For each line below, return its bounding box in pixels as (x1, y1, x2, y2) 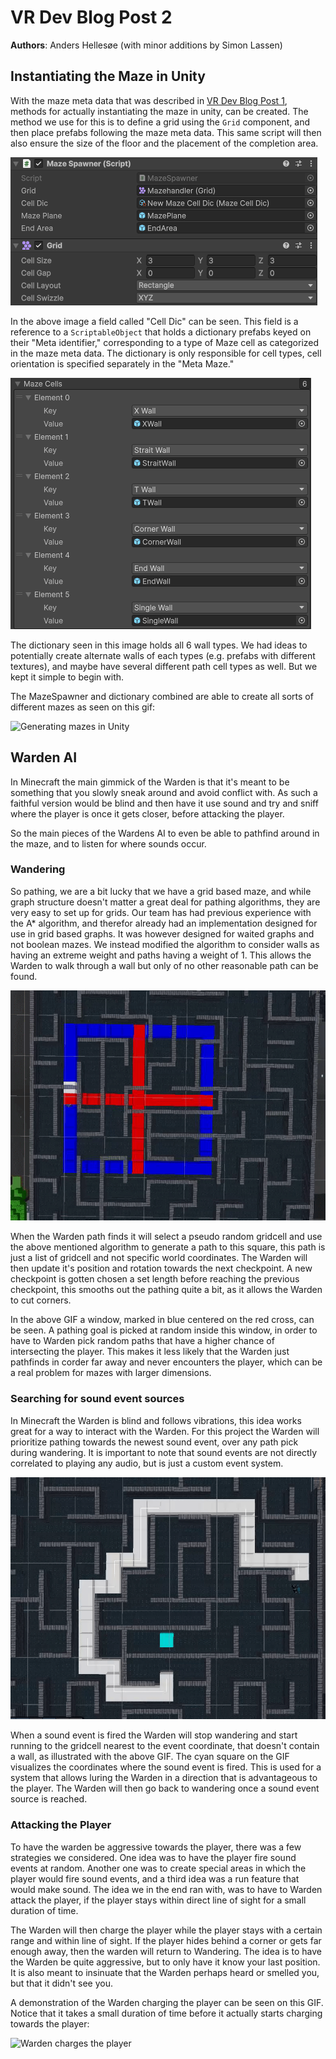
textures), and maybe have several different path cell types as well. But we (10, 660, 318, 672)
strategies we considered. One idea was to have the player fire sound (10, 1851, 297, 1863)
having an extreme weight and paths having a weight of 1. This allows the (10, 949, 312, 961)
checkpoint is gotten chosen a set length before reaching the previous (10, 1273, 300, 1285)
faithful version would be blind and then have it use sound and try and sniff (10, 797, 319, 809)
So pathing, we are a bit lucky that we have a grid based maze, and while (10, 885, 312, 897)
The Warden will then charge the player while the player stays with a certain (10, 1924, 323, 1936)
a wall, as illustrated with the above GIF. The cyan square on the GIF (10, 1751, 290, 1763)
